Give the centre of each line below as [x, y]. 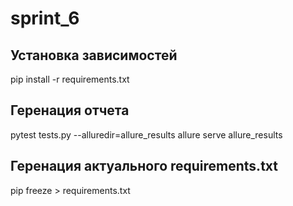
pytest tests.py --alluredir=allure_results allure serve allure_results [146, 134]
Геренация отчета [70, 110]
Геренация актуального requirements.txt [144, 166]
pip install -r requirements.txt [70, 79]
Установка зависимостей [94, 55]
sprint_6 [45, 18]
